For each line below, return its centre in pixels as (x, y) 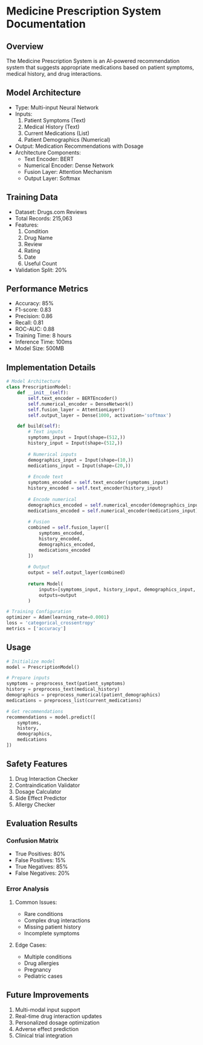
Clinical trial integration (43, 1035)
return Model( (46, 584)
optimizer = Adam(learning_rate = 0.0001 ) (58, 617)
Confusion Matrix (33, 841)
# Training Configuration (39, 612)
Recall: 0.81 (29, 323)
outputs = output (58, 595)
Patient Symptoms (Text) (55, 120)
